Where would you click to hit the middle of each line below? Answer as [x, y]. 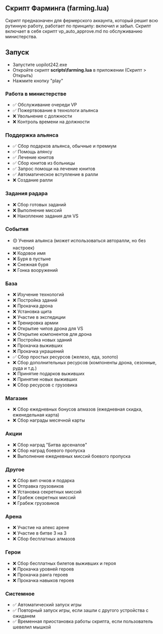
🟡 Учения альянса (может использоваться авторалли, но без [79, 240]
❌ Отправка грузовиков [38, 486]
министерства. [21, 36]
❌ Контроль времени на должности [51, 122]
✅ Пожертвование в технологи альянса [55, 110]
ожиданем [24, 616]
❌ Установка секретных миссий [47, 492]
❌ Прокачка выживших [38, 345]
